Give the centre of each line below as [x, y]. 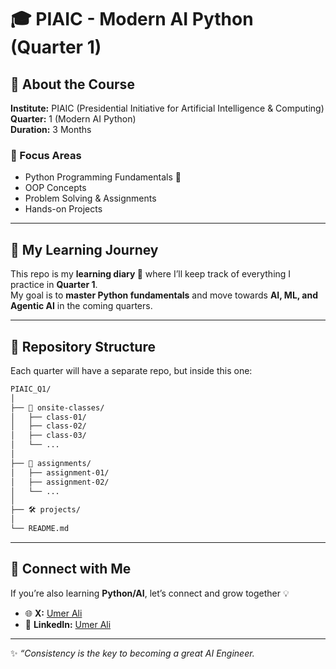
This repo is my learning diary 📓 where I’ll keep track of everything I [151, 274]
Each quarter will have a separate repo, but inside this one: [131, 370]
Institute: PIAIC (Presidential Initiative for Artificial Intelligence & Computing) [167, 108]
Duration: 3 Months [51, 129]
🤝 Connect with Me [71, 569]
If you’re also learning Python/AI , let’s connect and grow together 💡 [150, 593]
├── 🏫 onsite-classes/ [57, 407]
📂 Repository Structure [83, 346]
